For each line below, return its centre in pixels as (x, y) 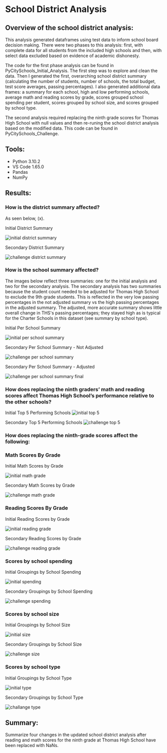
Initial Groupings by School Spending (43, 572)
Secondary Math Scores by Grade (40, 485)
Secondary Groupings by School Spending (49, 591)
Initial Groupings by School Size (38, 625)
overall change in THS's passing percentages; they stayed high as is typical (83, 313)
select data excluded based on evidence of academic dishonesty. (73, 56)
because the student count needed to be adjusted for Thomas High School (82, 291)
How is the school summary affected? (52, 270)
